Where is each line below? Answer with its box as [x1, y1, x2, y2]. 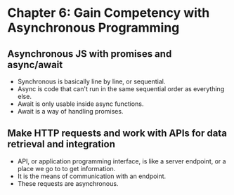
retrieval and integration [7, 138, 116, 150]
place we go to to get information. [17, 164, 116, 173]
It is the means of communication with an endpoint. [17, 172, 167, 180]
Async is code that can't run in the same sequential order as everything [17, 85, 225, 93]
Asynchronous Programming [7, 20, 180, 36]
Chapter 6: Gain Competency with [7, 5, 210, 21]
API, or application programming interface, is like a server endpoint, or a [17, 156, 226, 166]
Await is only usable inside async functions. [17, 100, 144, 108]
